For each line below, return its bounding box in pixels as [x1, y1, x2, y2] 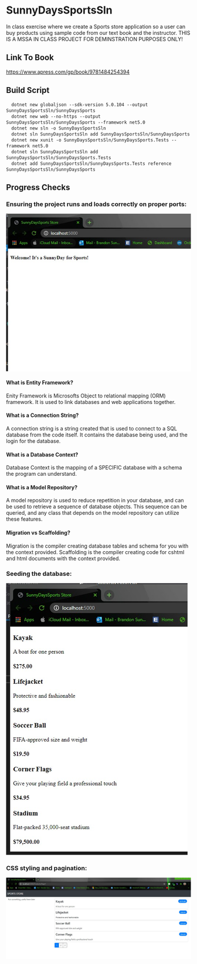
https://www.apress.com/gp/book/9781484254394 [6, 68, 130, 75]
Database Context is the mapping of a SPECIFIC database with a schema [6, 464, 182, 471]
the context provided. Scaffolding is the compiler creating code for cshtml [6, 548, 185, 555]
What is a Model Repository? [6, 483, 78, 491]
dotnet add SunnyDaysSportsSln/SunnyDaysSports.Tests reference [11, 160, 172, 167]
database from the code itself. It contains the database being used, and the [6, 431, 188, 439]
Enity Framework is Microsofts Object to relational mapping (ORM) [6, 392, 166, 399]
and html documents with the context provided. [6, 555, 121, 562]
